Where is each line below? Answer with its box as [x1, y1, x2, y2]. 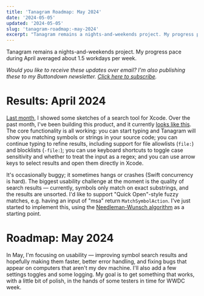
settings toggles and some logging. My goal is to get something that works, [6, 271, 195, 278]
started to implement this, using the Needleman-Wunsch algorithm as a [6, 204, 185, 211]
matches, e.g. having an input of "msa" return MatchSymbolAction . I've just [6, 197, 191, 204]
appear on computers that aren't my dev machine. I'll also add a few [6, 264, 177, 271]
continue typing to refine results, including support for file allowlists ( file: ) [6, 140, 194, 148]
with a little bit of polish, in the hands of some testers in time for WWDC [6, 277, 185, 284]
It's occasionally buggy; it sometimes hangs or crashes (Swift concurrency [6, 171, 194, 179]
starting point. [6, 210, 41, 218]
